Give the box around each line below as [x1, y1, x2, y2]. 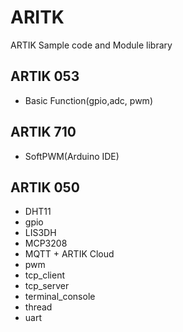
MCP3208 [24, 237, 68, 250]
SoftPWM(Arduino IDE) [24, 150, 120, 162]
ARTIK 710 [10, 124, 77, 141]
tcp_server [24, 280, 70, 292]
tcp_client [24, 269, 65, 281]
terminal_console [24, 291, 96, 303]
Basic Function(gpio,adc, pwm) [24, 94, 153, 106]
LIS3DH [24, 227, 57, 239]
